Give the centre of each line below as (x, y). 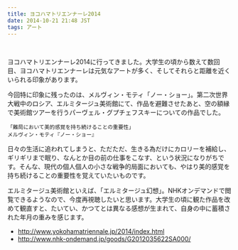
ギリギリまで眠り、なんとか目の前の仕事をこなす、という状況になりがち (113, 158)
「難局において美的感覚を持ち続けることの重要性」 (71, 127)
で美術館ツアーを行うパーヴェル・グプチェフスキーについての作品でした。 (116, 113)
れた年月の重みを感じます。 (48, 217)
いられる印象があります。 (44, 80)
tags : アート (25, 27)
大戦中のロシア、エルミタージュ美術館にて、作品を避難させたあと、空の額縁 (119, 104)
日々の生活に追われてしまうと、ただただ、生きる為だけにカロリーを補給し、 (119, 149)
